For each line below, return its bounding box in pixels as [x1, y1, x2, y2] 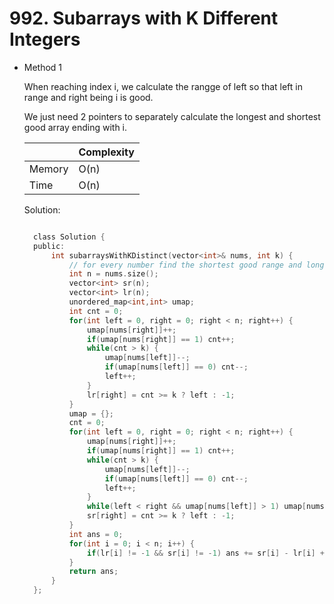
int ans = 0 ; [68, 529, 124, 539]
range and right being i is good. [23, 91, 154, 103]
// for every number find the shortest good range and [68, 260, 302, 270]
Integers [9, 28, 81, 51]
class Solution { [33, 232, 106, 242]
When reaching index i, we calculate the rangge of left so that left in [23, 80, 304, 92]
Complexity [78, 145, 135, 159]
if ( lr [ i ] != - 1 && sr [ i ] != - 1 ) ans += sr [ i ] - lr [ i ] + [87, 548, 325, 558]
